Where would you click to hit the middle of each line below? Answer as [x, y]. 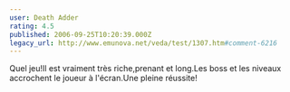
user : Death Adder [44, 18]
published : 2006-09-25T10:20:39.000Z [81, 34]
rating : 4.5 [32, 26]
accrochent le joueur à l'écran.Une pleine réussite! [103, 78]
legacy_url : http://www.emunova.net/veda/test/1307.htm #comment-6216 [144, 43]
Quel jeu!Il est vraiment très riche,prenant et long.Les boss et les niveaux [145, 69]
